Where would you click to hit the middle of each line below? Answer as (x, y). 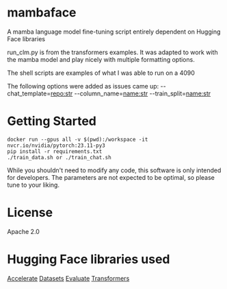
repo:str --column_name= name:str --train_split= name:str (131, 93)
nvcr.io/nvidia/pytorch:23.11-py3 (56, 146)
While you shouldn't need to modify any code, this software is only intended (114, 170)
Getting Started (52, 121)
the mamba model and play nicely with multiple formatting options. (101, 59)
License (30, 212)
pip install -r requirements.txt (55, 151)
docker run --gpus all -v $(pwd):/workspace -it (78, 139)
